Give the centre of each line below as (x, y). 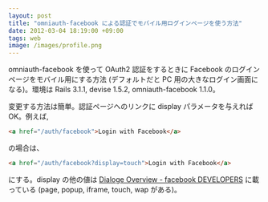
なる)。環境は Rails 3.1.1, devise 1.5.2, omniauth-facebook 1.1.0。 (114, 90)
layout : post (30, 16)
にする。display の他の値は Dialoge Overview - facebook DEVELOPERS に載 (134, 179)
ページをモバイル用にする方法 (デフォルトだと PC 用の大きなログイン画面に (133, 79)
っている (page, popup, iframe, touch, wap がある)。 (95, 189)
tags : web (25, 38)
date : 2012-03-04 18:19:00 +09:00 (66, 30)
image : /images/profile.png (55, 46)
